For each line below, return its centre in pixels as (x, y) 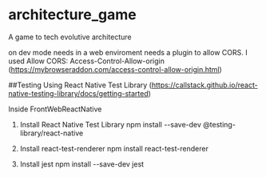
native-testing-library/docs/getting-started (79, 93)
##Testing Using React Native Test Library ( (80, 85)
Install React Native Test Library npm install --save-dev (111, 124)
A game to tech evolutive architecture (70, 37)
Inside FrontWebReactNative (55, 109)
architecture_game (73, 15)
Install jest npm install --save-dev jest (82, 164)
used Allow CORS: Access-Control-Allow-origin (87, 61)
